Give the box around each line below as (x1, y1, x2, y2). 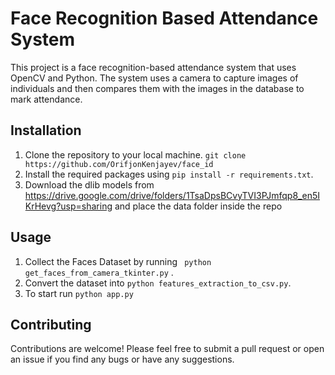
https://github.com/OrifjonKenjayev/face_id (24, 159, 214, 169)
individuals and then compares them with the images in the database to (10, 82, 305, 94)
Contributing (10, 316, 92, 333)
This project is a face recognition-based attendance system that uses (10, 61, 297, 73)
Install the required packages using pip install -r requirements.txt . (24, 168, 314, 180)
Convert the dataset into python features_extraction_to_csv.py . (24, 277, 292, 289)
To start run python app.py (24, 287, 134, 299)
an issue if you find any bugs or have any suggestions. (10, 353, 235, 366)
